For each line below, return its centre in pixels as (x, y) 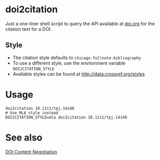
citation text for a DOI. (28, 29)
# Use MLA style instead (32, 113)
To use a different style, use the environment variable (69, 63)
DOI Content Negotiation (31, 152)
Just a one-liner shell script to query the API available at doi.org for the (80, 24)
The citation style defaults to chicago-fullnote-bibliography (77, 57)
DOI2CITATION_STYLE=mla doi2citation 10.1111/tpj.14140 (66, 117)
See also (24, 137)
